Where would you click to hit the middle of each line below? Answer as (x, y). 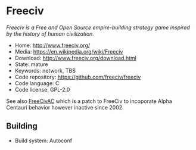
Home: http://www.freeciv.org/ (52, 45)
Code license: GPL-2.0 (42, 89)
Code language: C (37, 83)
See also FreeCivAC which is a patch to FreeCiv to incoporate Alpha (89, 101)
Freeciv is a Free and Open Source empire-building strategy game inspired (98, 27)
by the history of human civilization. (50, 33)
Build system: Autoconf (43, 140)
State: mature (32, 64)
